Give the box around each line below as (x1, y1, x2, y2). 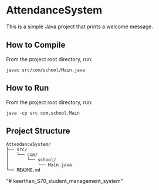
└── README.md (6, 167, 41, 174)
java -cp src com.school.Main (6, 110, 80, 116)
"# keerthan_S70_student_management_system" (6, 178, 123, 185)
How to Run (6, 83, 49, 93)
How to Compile (6, 40, 66, 50)
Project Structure (6, 126, 70, 136)
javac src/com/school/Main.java (6, 67, 85, 73)
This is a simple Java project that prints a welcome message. (6, 23, 154, 30)
